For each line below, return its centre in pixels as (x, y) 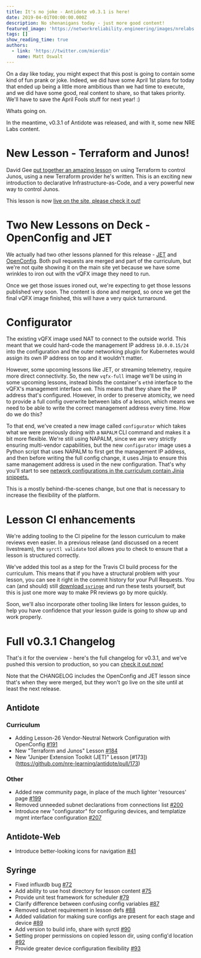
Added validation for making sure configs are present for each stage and (105, 916)
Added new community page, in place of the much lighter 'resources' (101, 792)
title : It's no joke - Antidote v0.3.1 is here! (68, 12)
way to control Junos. (33, 189)
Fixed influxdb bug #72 (43, 884)
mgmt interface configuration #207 (58, 818)
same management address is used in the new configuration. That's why (96, 464)
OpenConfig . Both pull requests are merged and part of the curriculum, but (99, 261)
